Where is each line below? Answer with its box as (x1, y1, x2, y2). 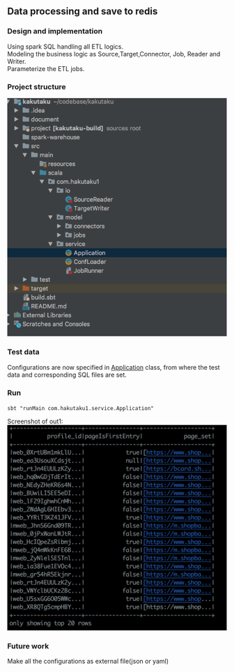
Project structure (7, 81, 66, 91)
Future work (7, 641, 49, 650)
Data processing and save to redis (7, 6, 158, 17)
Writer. (7, 57, 26, 65)
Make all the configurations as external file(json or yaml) (7, 657, 169, 665)
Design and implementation (7, 26, 103, 36)
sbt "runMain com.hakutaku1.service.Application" (7, 405, 155, 412)
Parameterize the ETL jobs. (7, 64, 85, 72)
